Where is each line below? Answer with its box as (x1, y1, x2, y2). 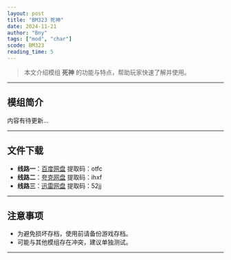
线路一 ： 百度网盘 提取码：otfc (16, 164, 103, 173)
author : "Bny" (7, 29, 48, 36)
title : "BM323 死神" (7, 17, 64, 23)
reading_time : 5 (7, 49, 54, 56)
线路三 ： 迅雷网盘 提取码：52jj (16, 182, 102, 190)
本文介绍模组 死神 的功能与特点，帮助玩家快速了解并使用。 (23, 68, 190, 76)
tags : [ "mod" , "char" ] (7, 36, 72, 43)
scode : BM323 (7, 42, 45, 49)
